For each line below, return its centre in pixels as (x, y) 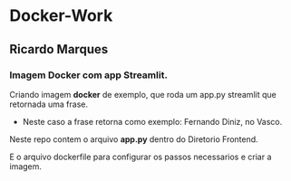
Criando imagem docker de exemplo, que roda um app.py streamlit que (143, 94)
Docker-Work (61, 16)
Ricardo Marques (59, 49)
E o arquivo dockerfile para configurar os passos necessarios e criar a (141, 157)
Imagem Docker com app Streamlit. (88, 75)
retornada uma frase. (49, 104)
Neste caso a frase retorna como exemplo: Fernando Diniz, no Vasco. (152, 121)
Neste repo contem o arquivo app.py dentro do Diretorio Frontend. (134, 139)
